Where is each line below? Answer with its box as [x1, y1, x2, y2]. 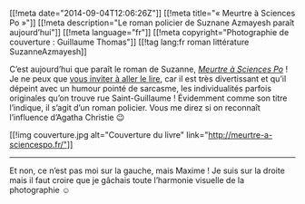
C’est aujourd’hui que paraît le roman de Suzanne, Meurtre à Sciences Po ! [9, 63, 289, 74]
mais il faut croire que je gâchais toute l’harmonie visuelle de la [9, 175, 245, 185]
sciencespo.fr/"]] [9, 140, 74, 150]
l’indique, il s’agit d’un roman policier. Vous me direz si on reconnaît [9, 102, 261, 112]
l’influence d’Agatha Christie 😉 [9, 112, 125, 122]
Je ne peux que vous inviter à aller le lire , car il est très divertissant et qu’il [9, 73, 287, 84]
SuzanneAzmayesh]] [9, 46, 88, 57]
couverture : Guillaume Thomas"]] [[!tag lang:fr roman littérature [9, 36, 250, 47]
